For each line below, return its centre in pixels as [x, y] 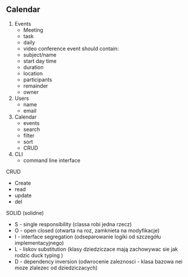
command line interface [52, 160]
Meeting [33, 30]
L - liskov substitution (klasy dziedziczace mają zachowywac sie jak [96, 249]
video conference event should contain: [71, 49]
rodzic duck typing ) [39, 255]
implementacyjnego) [39, 243]
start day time [40, 61]
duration [33, 67]
